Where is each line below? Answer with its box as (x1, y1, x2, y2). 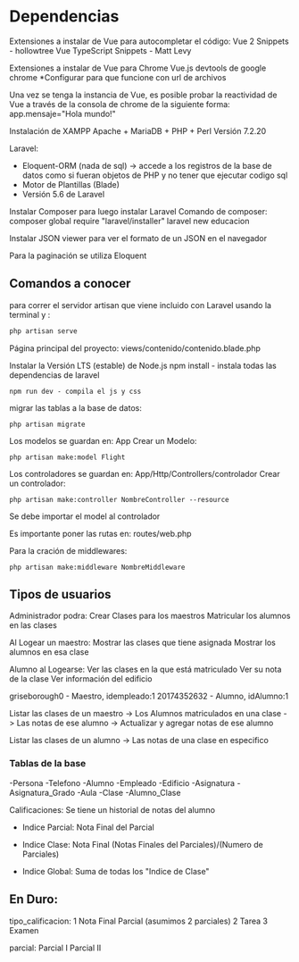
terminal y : (9, 309, 51, 320)
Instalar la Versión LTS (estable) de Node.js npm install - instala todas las (9, 360, 277, 371)
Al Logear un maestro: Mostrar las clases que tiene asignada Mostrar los (9, 637, 277, 648)
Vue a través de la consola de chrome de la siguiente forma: (9, 98, 230, 109)
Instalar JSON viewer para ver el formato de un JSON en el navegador (9, 232, 268, 243)
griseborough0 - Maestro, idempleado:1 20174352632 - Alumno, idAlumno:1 (9, 690, 288, 702)
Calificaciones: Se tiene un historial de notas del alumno (9, 804, 216, 815)
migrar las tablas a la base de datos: (9, 402, 143, 413)
